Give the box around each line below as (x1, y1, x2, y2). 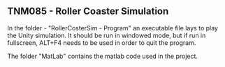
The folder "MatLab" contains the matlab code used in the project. (7, 52, 198, 60)
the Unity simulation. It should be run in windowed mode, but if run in (7, 31, 206, 39)
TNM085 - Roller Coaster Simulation (7, 6, 169, 17)
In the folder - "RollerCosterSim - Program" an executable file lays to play (7, 23, 219, 32)
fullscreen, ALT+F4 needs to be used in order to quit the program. (7, 38, 196, 47)
